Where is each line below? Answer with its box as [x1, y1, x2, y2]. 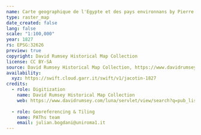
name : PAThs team [17, 114, 60, 120]
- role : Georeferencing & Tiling [11, 109, 95, 115]
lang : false [6, 25, 36, 32]
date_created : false [6, 20, 58, 26]
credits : [6, 81, 28, 87]
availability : [6, 70, 42, 76]
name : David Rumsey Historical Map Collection [17, 92, 135, 98]
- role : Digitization [11, 87, 66, 93]
